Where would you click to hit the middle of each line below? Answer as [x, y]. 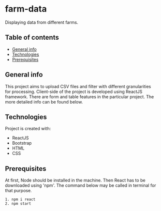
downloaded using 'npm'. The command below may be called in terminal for [80, 185]
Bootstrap [22, 143]
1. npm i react [20, 199]
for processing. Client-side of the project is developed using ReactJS [74, 91]
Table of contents [32, 38]
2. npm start [18, 204]
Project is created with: [28, 129]
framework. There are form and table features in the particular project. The [80, 97]
